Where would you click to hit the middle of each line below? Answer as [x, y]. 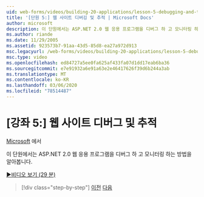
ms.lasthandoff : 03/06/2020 [42, 86]
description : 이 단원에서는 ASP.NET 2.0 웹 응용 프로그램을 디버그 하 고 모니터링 [99, 29]
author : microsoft [29, 23]
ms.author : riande [29, 35]
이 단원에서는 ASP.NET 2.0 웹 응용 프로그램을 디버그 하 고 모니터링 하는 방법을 [99, 154]
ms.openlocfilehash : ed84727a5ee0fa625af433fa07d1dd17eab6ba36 [88, 63]
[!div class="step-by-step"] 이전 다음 [66, 187]
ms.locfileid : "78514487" [39, 91]
